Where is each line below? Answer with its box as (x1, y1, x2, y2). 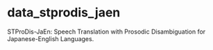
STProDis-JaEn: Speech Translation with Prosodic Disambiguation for (7, 27, 206, 36)
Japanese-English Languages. (7, 34, 94, 42)
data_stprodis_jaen (7, 5, 121, 21)
